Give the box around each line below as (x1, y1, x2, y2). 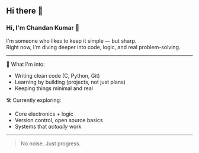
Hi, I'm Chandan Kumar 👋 (6, 24, 80, 32)
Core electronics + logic (14, 110, 74, 117)
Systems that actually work (14, 123, 82, 130)
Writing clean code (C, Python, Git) (14, 72, 100, 79)
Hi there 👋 (6, 6, 43, 16)
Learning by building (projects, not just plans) (14, 78, 126, 85)
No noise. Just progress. (20, 140, 81, 147)
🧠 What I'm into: (6, 60, 46, 68)
